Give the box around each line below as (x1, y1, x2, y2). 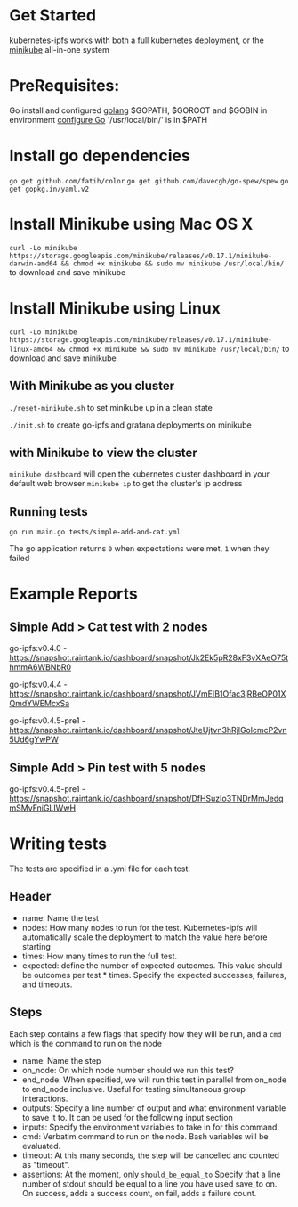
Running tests (9, 504, 89, 519)
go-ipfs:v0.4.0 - (9, 643, 68, 654)
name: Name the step (21, 1055, 101, 1065)
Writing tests (9, 834, 107, 854)
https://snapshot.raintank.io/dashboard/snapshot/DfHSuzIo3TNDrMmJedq (9, 793, 284, 803)
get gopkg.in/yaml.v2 (9, 184, 90, 193)
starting (21, 941, 52, 951)
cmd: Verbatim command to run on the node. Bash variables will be (21, 1130, 269, 1141)
